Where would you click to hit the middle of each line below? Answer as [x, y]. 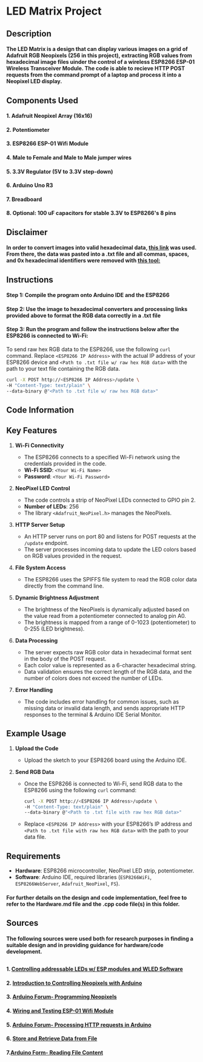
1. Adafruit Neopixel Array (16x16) [49, 116]
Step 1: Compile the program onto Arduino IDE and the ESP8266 [88, 295]
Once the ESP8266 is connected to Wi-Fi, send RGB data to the [103, 783]
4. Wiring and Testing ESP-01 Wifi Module [60, 1010]
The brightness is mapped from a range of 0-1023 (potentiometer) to [110, 622]
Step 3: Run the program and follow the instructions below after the [93, 329]
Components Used [42, 101]
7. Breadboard [24, 199]
